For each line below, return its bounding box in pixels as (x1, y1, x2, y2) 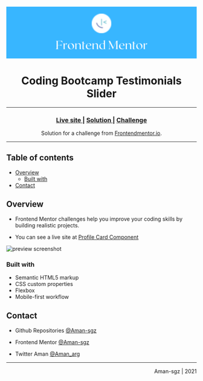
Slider (86, 87, 117, 100)
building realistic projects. (14, 221, 80, 229)
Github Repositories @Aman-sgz (14, 327, 97, 334)
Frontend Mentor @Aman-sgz (14, 338, 89, 345)
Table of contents (6, 152, 74, 163)
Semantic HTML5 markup (14, 273, 79, 281)
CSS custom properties (14, 280, 74, 287)
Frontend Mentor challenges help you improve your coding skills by (14, 215, 183, 223)
